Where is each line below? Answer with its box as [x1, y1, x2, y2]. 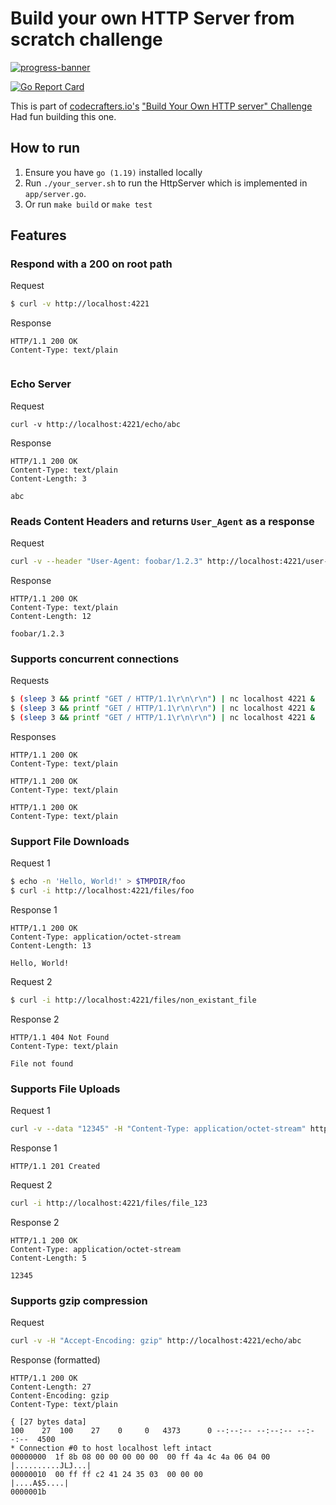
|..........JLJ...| [10, 1460, 92, 1471]
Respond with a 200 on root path [10, 257, 173, 271]
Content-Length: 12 [10, 611, 92, 621]
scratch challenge [10, 28, 163, 51]
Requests [10, 675, 50, 687]
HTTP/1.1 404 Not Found [10, 1032, 110, 1042]
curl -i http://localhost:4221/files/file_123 [10, 1198, 208, 1208]
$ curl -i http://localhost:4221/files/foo [10, 885, 195, 896]
